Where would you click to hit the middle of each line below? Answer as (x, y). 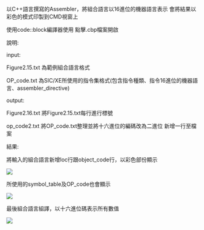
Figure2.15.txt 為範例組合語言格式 (48, 67)
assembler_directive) (43, 88)
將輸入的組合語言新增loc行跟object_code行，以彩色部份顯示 (82, 160)
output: (15, 100)
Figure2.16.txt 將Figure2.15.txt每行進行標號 (60, 113)
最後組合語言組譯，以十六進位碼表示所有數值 (63, 209)
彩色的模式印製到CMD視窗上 (42, 17)
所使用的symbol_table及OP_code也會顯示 (59, 184)
